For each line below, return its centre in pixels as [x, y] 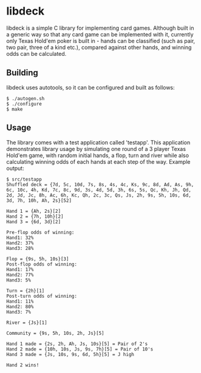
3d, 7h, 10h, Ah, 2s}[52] [39, 200]
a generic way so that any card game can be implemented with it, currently [100, 34]
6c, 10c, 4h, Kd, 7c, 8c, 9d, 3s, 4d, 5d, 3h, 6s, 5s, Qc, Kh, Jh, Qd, [99, 190]
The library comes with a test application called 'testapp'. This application [98, 142]
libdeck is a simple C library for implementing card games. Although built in [100, 28]
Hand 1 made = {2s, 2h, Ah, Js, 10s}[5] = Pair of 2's [77, 344]
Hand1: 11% [20, 301]
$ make [15, 109]
